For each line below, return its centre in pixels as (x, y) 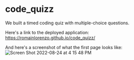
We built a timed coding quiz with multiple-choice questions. (67, 23)
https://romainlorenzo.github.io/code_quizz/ (50, 38)
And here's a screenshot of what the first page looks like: (64, 47)
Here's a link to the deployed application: (47, 32)
